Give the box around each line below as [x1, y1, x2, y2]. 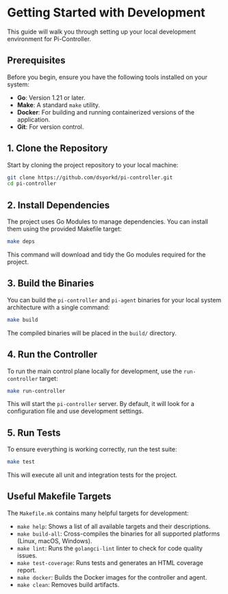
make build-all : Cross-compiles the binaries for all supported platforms [16, 530, 220, 538]
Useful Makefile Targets [7, 490, 112, 502]
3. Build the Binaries [7, 278, 94, 289]
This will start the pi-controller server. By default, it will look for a [7, 400, 195, 408]
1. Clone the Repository [7, 143, 108, 154]
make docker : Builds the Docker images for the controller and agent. [16, 573, 207, 581]
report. [16, 566, 37, 574]
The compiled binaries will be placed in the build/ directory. [7, 329, 177, 337]
